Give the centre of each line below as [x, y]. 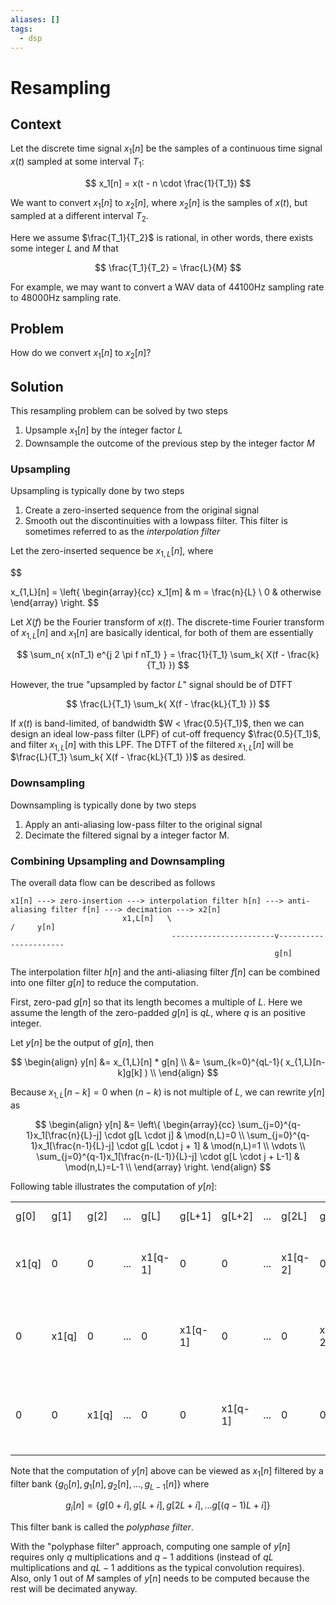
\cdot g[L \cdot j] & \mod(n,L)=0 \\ [174, 1135]
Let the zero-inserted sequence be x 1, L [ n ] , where [112, 552]
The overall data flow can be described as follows [113, 883]
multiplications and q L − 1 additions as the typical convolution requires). [157, 1568]
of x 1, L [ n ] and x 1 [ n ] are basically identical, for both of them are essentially [162, 633]
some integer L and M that [64, 248]
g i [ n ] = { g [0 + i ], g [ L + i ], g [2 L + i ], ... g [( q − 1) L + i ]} [168, 1506]
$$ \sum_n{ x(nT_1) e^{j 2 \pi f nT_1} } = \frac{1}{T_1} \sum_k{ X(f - [151, 654]
